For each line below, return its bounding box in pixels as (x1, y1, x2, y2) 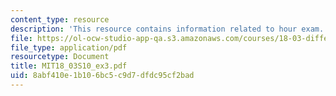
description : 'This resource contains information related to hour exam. (10, 24, 325, 34)
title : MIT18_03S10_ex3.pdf (10, 61, 128, 71)
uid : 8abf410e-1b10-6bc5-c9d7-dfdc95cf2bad (10, 71, 195, 81)
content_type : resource (10, 14, 110, 25)
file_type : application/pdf (10, 42, 128, 53)
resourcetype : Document (10, 52, 110, 62)
